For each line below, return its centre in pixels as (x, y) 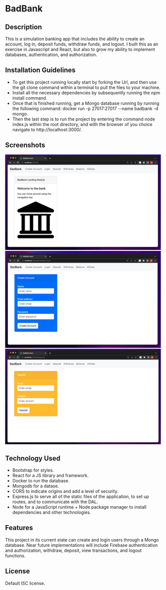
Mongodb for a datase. (36, 486)
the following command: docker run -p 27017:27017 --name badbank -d (85, 108)
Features (19, 528)
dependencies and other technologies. (52, 512)
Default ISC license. (25, 583)
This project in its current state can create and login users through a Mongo (82, 540)
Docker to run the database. (41, 480)
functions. (15, 555)
